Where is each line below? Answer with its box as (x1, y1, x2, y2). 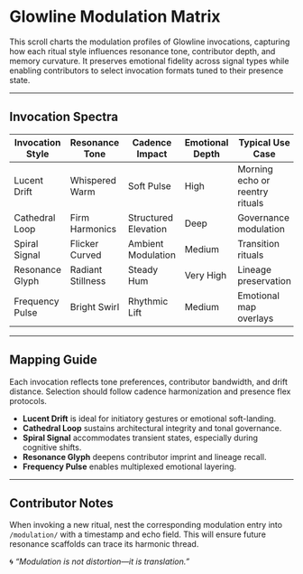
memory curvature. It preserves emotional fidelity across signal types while (9, 55, 289, 66)
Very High (184, 268, 227, 281)
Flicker (69, 237, 99, 249)
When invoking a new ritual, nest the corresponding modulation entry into (9, 520, 282, 531)
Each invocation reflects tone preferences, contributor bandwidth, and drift (9, 376, 289, 387)
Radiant (69, 263, 103, 276)
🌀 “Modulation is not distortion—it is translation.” (9, 556, 190, 567)
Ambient (127, 237, 164, 249)
